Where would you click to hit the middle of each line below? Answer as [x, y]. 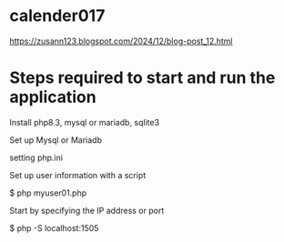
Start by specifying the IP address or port [87, 210]
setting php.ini [36, 157]
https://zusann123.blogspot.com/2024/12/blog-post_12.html [122, 41]
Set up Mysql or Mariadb [56, 140]
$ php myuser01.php [48, 193]
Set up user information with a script [78, 175]
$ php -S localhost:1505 [54, 227]
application [53, 97]
